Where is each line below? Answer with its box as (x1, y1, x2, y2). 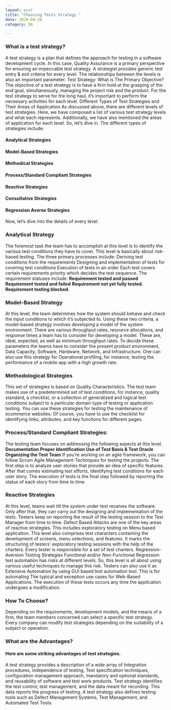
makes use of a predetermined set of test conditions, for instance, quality (5, 389, 160, 395)
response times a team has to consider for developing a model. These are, (5, 332, 162, 338)
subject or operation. (5, 625, 50, 631)
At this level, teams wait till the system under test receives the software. (5, 503, 157, 509)
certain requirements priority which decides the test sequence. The (5, 270, 147, 276)
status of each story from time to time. (5, 479, 86, 485)
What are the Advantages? (5, 638, 73, 645)
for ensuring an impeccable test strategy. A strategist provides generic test (5, 65, 163, 72)
